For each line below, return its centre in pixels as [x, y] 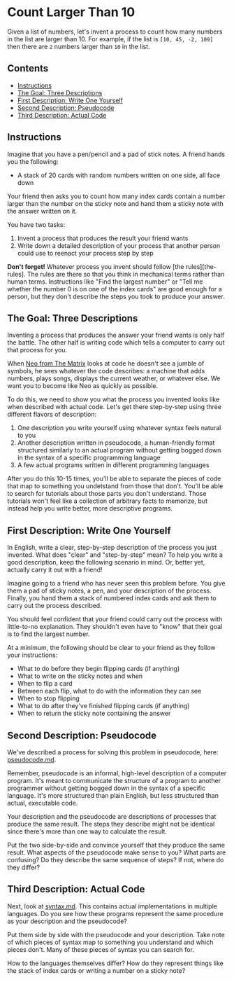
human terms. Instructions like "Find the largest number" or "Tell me [105, 282]
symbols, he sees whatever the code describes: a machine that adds [106, 371]
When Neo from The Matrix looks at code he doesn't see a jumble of [106, 364]
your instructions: [32, 655]
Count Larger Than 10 [71, 12]
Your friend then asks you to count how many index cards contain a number [116, 196]
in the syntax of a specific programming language [89, 458]
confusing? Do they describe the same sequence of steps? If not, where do [116, 860]
